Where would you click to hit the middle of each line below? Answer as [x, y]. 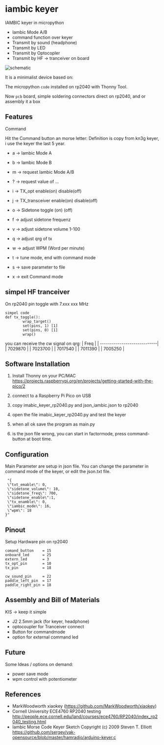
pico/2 [19, 386]
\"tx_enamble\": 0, [27, 502]
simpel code [17, 313]
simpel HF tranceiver [37, 292]
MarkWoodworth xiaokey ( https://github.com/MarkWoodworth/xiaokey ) [84, 706]
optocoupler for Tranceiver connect [48, 626]
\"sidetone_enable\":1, [31, 498]
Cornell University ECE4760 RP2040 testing [57, 711]
